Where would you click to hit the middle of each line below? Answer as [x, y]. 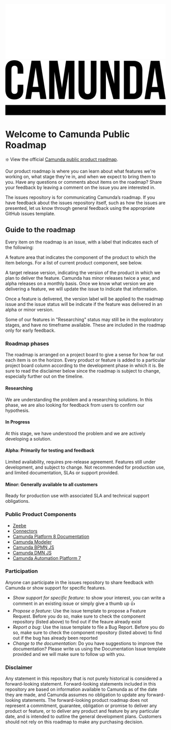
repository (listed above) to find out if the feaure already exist [77, 621]
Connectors [25, 531]
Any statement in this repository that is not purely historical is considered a [84, 678]
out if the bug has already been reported [55, 638]
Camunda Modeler [32, 542]
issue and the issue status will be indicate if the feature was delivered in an [84, 304]
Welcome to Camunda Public [68, 134]
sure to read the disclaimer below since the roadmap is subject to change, [83, 371]
